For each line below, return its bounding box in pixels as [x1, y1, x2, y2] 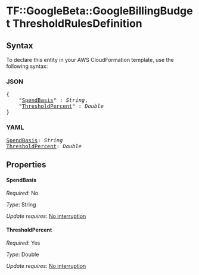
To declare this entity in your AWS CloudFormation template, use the [6, 57, 174, 63]
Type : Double [6, 251, 39, 258]
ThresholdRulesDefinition [12, 17, 143, 30]
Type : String [6, 201, 36, 208]
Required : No [6, 189, 39, 197]
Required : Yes [6, 239, 41, 246]
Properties [6, 160, 46, 170]
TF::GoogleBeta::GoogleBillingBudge [6, 4, 193, 18]
